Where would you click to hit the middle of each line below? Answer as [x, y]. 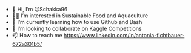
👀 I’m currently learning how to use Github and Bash [77, 22]
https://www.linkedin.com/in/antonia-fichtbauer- [124, 35]
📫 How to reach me [37, 35]
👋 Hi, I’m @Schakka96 [40, 9]
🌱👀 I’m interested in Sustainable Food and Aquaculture [80, 16]
